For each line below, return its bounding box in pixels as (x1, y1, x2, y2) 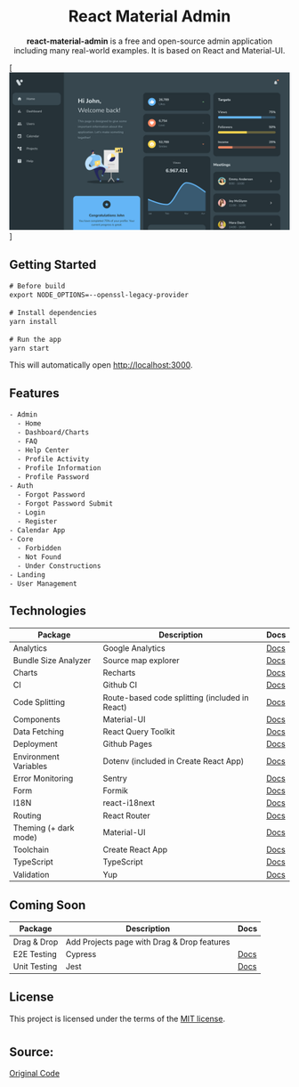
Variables (12, 760, 47, 771)
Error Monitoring (12, 773, 74, 783)
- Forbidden (17, 544, 62, 553)
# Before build (9, 282, 66, 291)
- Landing (9, 571, 46, 580)
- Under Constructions (17, 562, 101, 571)
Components (12, 714, 61, 725)
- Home (17, 419, 42, 428)
